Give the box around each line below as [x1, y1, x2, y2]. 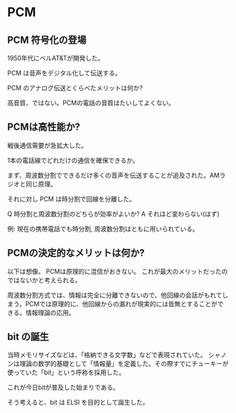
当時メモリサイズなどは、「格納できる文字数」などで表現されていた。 [7, 350, 207, 359]
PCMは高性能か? [7, 121, 81, 133]
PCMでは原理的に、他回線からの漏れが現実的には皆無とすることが [25, 299, 218, 308]
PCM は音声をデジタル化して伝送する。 [7, 69, 122, 77]
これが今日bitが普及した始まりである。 [7, 383, 119, 392]
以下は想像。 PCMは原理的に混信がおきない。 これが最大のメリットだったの [7, 267, 228, 275]
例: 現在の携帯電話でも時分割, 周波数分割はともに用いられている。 [7, 224, 199, 232]
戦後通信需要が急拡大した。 [7, 141, 88, 150]
